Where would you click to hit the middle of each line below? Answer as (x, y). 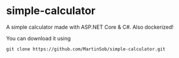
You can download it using (39, 38)
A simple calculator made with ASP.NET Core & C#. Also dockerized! (90, 27)
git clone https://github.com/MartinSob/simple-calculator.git (86, 49)
